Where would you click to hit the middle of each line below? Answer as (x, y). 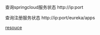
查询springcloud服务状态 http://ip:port (44, 7)
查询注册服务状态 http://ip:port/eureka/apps (50, 18)
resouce (14, 28)
